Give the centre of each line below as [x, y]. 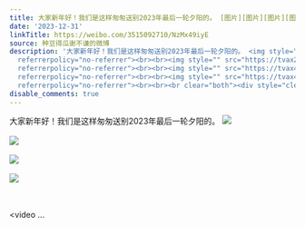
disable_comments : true [54, 94]
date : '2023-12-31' [46, 26]
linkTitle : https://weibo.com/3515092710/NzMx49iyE [109, 35]
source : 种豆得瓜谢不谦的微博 [60, 43]
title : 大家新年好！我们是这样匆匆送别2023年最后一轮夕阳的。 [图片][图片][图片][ [149, 18]
